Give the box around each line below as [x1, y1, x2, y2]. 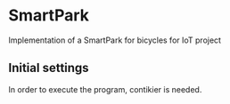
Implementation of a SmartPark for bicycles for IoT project [8, 35, 222, 45]
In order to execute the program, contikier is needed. [8, 84, 202, 94]
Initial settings [8, 60, 90, 76]
